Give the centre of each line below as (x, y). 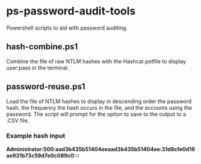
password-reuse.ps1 (46, 87)
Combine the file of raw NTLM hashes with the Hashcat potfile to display (96, 61)
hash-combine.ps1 (42, 47)
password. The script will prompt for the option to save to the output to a (96, 114)
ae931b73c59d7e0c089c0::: (43, 156)
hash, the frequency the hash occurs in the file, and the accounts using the (99, 107)
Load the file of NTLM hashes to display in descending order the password (99, 101)
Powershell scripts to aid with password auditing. (67, 28)
